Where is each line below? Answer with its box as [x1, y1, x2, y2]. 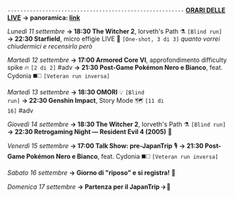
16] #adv [7, 106, 34, 115]
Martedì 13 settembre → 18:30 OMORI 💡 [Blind [7, 88, 144, 96]
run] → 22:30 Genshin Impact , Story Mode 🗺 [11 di [7, 97, 164, 104]
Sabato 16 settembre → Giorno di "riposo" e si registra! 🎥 [7, 168, 176, 177]
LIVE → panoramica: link [7, 13, 80, 22]
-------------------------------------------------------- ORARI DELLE [7, 6, 226, 14]
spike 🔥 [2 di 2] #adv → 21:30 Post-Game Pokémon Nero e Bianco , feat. [7, 63, 223, 71]
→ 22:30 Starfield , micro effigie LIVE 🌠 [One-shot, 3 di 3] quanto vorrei [7, 35, 221, 43]
